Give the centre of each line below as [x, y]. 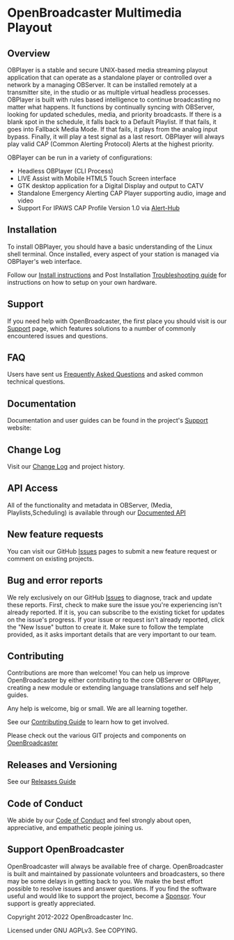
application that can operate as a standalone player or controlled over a [110, 77]
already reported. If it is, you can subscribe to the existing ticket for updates [116, 612]
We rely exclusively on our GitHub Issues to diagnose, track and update [110, 597]
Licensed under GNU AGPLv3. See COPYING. [72, 930]
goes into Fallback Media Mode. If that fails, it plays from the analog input [112, 129]
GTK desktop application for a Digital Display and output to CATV [110, 186]
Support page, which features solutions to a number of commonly [102, 328]
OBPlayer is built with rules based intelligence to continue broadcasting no [114, 100]
